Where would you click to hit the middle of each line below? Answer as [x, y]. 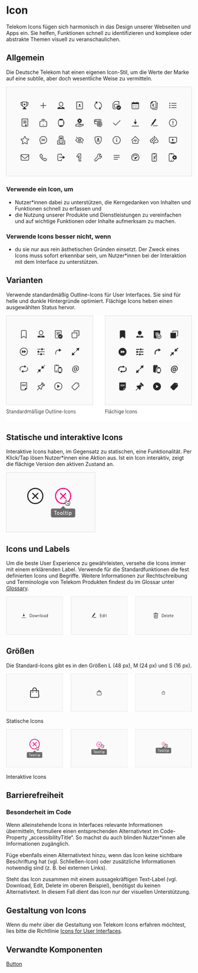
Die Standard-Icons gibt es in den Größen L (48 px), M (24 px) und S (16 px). [99, 665]
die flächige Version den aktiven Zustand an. [60, 464]
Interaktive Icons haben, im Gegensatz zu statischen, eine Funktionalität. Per [99, 452]
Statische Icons [25, 721]
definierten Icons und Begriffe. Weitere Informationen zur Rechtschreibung [97, 576]
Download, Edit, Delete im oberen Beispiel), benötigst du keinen [83, 885]
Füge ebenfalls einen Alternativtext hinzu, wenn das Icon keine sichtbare [94, 855]
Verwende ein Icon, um [40, 189]
